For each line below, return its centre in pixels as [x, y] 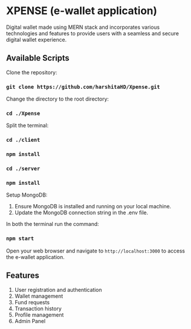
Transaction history [38, 308]
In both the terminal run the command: [53, 224]
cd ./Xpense [23, 113]
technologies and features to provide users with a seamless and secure [93, 33]
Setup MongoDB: [27, 195]
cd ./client [23, 140]
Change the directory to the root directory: [58, 99]
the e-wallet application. [35, 257]
